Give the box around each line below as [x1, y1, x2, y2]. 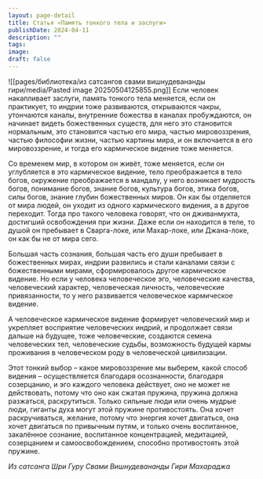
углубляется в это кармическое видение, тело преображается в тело [8, 166, 242, 177]
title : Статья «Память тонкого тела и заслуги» [8, 19, 167, 27]
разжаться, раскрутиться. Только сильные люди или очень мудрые [8, 396, 237, 405]
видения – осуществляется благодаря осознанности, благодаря [8, 371, 224, 381]
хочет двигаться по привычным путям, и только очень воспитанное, [8, 421, 239, 430]
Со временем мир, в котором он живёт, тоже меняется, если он [8, 159, 225, 168]
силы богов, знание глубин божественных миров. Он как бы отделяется [8, 192, 251, 201]
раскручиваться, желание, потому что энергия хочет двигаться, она [8, 413, 239, 422]
